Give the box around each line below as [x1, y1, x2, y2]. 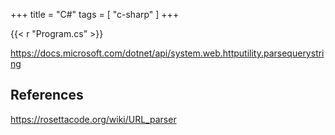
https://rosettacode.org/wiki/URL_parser [10, 113, 177, 125]
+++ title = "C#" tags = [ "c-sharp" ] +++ [10, 9, 180, 20]
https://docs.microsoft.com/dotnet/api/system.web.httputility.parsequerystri [10, 47, 325, 59]
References [10, 87, 84, 104]
